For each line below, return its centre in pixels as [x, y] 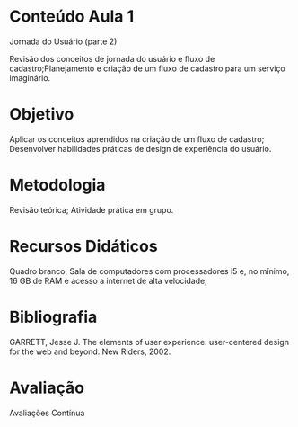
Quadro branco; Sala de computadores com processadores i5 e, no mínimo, [149, 271]
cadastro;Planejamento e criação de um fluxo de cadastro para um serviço [147, 68]
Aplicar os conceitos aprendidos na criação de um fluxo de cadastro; [137, 139]
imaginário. [30, 77]
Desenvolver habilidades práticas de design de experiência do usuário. [140, 148]
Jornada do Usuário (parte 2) [63, 41]
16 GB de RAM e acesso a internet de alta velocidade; [109, 280]
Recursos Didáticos [84, 246]
